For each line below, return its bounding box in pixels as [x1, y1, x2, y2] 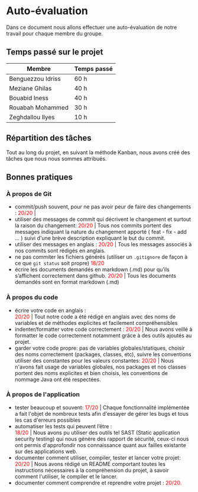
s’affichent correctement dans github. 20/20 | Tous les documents [14, 272, 176, 279]
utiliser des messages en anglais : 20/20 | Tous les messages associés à [14, 241, 192, 248]
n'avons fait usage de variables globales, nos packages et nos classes [14, 363, 187, 370]
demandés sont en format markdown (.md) [14, 279, 119, 286]
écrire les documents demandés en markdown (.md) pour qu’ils [14, 266, 170, 273]
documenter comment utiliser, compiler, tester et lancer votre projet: [14, 454, 181, 461]
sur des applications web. [14, 448, 78, 455]
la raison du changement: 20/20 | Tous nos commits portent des [14, 222, 172, 229]
